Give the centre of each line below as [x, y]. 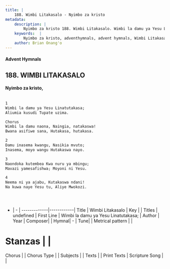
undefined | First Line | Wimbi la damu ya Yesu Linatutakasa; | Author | [86, 216]
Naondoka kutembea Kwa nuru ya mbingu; [47, 164]
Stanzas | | [28, 241]
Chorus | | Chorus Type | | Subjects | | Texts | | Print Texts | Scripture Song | [84, 255]
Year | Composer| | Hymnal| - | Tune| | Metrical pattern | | [73, 221]
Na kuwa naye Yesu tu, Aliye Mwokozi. [46, 187]
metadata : [16, 19]
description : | [30, 24]
